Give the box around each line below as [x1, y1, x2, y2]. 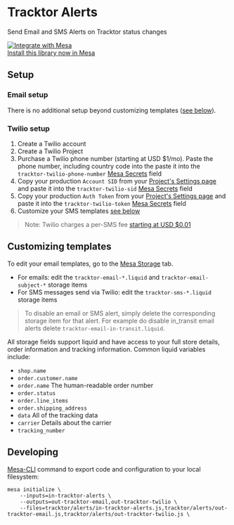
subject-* [17, 282, 47, 289]
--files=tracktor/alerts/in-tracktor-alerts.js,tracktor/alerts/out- [20, 504, 228, 512]
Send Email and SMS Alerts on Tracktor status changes [7, 27, 167, 36]
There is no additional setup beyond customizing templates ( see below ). [7, 106, 216, 115]
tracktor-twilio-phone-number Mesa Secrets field [17, 169, 162, 178]
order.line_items [17, 397, 69, 404]
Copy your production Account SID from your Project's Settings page [17, 176, 216, 185]
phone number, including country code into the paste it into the [17, 162, 200, 170]
